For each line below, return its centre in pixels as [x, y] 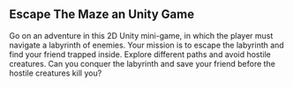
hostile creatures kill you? [56, 73]
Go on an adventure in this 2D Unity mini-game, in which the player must [141, 35]
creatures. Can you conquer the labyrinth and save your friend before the [143, 63]
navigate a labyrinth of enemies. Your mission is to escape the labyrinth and [146, 45]
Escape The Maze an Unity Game [102, 14]
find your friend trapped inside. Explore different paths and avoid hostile [140, 54]
